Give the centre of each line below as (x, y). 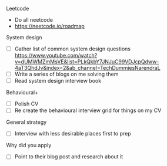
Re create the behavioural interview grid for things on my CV (88, 110)
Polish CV (26, 104)
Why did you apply (29, 145)
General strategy (26, 122)
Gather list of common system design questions (73, 49)
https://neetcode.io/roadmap (50, 26)
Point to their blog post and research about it (69, 157)
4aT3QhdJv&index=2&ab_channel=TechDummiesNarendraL (87, 68)
